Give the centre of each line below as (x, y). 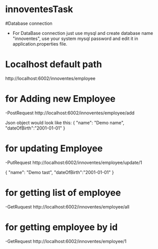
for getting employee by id (62, 227)
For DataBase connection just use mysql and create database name (83, 33)
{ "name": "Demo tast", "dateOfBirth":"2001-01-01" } (60, 172)
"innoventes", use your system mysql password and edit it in (75, 38)
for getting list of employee (63, 193)
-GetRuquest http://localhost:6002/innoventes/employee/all (67, 206)
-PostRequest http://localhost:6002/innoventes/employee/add (70, 113)
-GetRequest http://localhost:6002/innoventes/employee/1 (66, 241)
